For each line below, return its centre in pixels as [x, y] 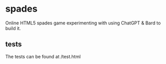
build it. [13, 28]
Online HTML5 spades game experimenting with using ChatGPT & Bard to [83, 23]
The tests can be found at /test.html [43, 56]
